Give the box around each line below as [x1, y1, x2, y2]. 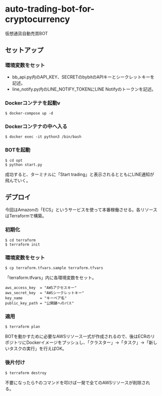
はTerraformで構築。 [5, 213, 47, 219]
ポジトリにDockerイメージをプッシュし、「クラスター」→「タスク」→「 [5, 339, 149, 345]
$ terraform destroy [5, 370, 47, 376]
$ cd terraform [5, 238, 36, 243]
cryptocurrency [5, 14, 71, 25]
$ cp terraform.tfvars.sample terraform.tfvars [5, 265, 104, 270]
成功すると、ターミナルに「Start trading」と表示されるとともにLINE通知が [5, 171, 155, 177]
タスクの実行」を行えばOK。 [9, 346, 67, 352]
